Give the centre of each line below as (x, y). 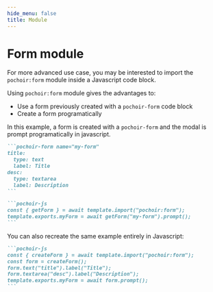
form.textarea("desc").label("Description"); (73, 274)
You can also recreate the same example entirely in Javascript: (96, 236)
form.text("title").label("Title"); (59, 268)
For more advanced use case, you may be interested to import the (100, 73)
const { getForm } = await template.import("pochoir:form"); (96, 210)
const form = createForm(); (47, 261)
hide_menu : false (32, 13)
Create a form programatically (59, 114)
